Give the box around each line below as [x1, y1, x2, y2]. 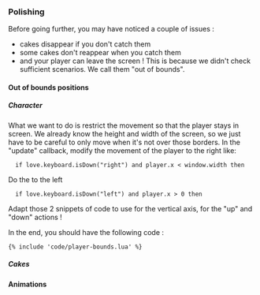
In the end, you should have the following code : [8, 227, 164, 237]
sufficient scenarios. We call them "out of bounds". [19, 65, 185, 74]
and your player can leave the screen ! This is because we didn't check [19, 56, 251, 65]
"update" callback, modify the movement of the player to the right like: [8, 145, 236, 155]
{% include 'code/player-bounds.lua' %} [8, 243, 143, 251]
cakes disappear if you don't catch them [19, 39, 151, 49]
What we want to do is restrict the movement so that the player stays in [8, 121, 240, 130]
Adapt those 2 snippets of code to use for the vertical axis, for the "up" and [8, 204, 253, 213]
